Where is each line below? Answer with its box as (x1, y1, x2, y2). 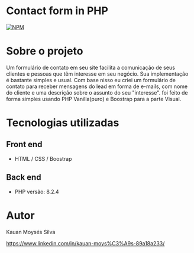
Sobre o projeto (6, 44, 83, 58)
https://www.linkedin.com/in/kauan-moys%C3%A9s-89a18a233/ (6, 239, 165, 246)
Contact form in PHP (6, 4, 108, 18)
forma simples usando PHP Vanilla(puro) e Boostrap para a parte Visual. (6, 95, 182, 102)
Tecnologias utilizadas (6, 116, 119, 129)
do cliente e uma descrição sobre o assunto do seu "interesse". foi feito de (6, 89, 188, 96)
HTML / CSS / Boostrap (14, 155, 72, 162)
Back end (6, 173, 41, 183)
